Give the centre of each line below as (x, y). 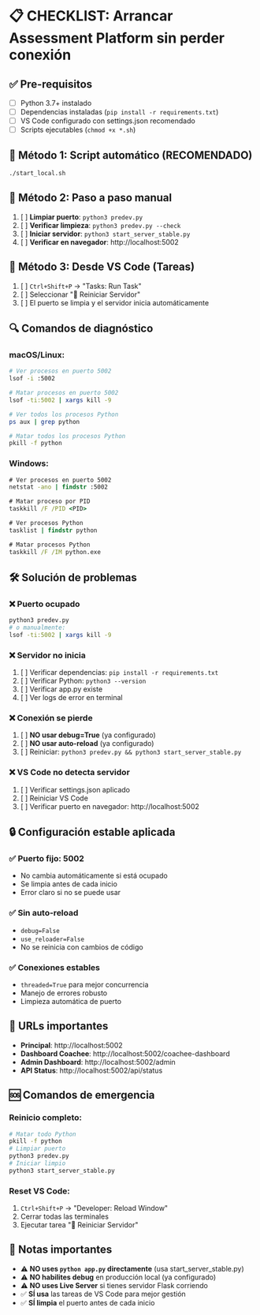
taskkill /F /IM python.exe (55, 552)
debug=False (40, 931)
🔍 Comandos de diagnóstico (81, 328)
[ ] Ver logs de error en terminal (71, 698)
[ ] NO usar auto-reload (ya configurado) (87, 744)
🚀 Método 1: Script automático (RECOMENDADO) (131, 155)
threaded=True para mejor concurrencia (84, 985)
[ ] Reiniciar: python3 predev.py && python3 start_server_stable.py (131, 752)
